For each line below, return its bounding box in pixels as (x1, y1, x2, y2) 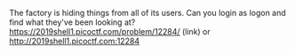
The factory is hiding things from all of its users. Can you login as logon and (9, 8, 286, 18)
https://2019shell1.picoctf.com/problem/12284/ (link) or (9, 27, 211, 36)
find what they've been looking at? (9, 17, 136, 27)
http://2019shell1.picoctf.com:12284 (9, 35, 140, 46)
